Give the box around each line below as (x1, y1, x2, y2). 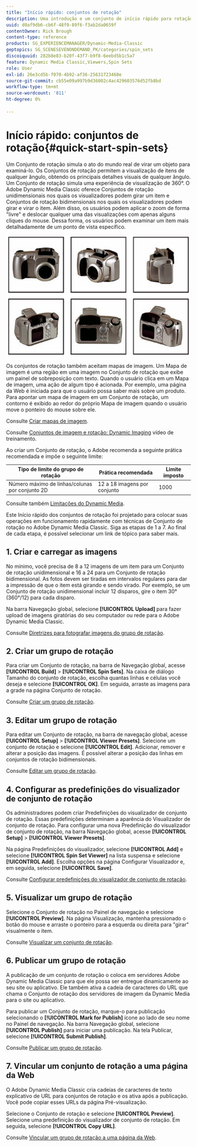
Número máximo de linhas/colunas (8, 480, 93, 488)
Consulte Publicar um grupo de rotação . (6, 1044, 103, 1051)
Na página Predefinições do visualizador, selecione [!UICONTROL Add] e (6, 846, 184, 853)
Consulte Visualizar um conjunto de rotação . (6, 939, 113, 946)
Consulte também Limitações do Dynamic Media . (6, 500, 125, 507)
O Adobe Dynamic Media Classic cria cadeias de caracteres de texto (6, 1086, 172, 1093)
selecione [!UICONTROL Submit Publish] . (6, 1033, 107, 1040)
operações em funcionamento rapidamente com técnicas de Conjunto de (6, 517, 183, 524)
